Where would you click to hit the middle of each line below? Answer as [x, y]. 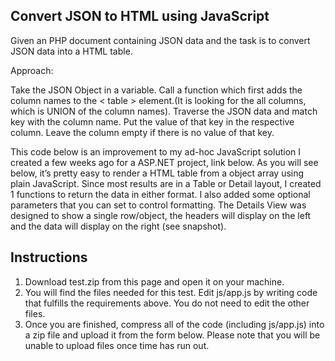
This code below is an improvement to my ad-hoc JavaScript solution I [155, 151]
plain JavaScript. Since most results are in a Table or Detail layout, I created [166, 183]
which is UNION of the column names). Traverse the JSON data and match [164, 111]
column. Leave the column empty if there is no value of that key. [142, 132]
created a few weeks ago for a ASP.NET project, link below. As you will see [164, 162]
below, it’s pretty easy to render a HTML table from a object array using [157, 173]
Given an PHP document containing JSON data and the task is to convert [160, 40]
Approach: [32, 70]
